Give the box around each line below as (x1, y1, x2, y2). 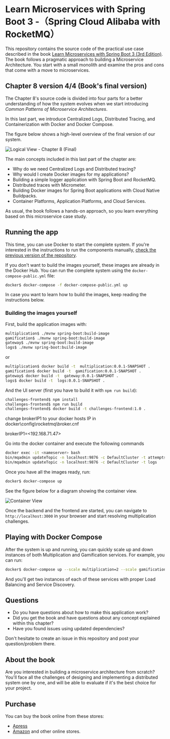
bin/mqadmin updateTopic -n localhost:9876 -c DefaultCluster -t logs (5, 460, 157, 465)
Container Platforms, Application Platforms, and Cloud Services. (12, 198, 146, 204)
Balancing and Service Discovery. (5, 581, 75, 588)
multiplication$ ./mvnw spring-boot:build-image (5, 331, 110, 336)
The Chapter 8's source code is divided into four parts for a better (5, 95, 143, 101)
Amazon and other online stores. (12, 728, 81, 734)
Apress (12, 723, 28, 729)
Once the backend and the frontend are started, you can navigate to (5, 507, 147, 513)
